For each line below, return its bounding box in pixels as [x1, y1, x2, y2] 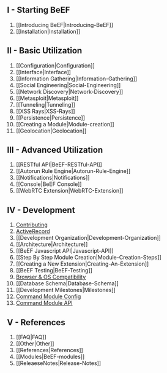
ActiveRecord [15, 228, 51, 235]
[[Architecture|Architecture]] [15, 240, 88, 248]
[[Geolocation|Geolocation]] [15, 127, 87, 134]
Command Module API [15, 299, 73, 307]
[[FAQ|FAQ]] [15, 334, 46, 341]
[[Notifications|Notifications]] [15, 174, 90, 182]
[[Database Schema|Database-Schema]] [15, 280, 119, 287]
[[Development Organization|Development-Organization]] [15, 234, 161, 242]
